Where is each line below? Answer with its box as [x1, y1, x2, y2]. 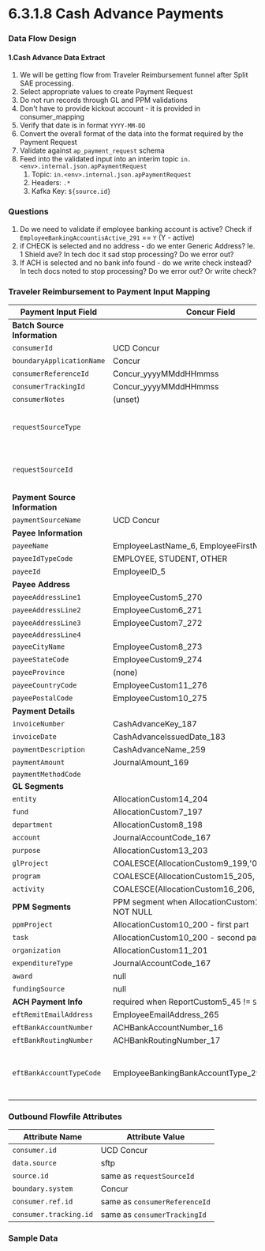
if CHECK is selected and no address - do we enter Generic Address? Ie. [19, 241, 256, 250]
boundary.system [12, 1185, 73, 1193]
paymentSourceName [12, 515, 81, 525]
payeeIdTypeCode [12, 554, 73, 563]
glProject [12, 859, 49, 867]
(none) [113, 666, 138, 677]
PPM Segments [12, 901, 71, 912]
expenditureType [12, 958, 73, 968]
